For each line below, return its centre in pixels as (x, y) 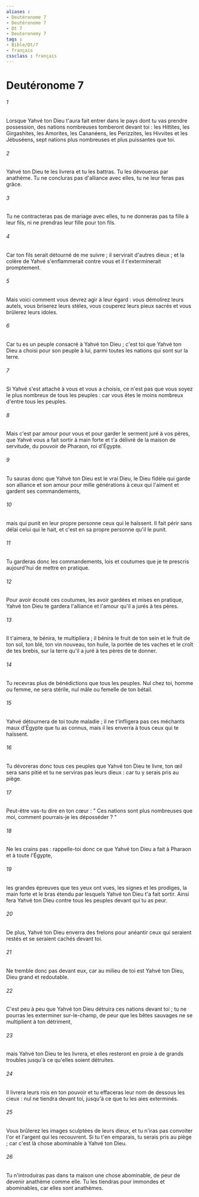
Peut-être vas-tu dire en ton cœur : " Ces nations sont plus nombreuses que (99, 811)
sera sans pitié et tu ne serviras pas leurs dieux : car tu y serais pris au (93, 773)
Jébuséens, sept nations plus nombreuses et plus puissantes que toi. (91, 140)
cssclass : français (32, 56)
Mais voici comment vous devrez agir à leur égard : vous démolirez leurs (95, 299)
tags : (14, 39)
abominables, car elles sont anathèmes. (55, 1188)
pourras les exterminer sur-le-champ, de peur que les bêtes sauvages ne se (99, 1015)
